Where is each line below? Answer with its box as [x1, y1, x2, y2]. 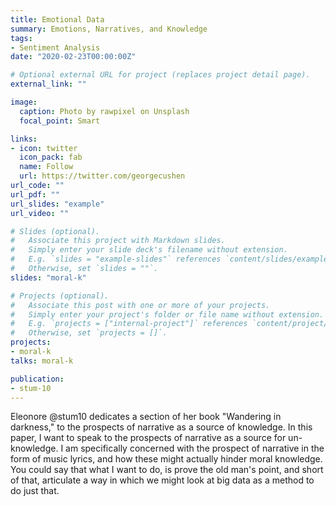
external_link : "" [10, 79, 87, 90]
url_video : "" [10, 208, 70, 218]
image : [10, 97, 38, 107]
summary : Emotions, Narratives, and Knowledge [10, 24, 208, 34]
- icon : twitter [10, 143, 78, 153]
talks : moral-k [10, 356, 74, 366]
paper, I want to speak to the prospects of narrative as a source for [10, 432, 287, 444]
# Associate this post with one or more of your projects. [10, 300, 271, 310]
